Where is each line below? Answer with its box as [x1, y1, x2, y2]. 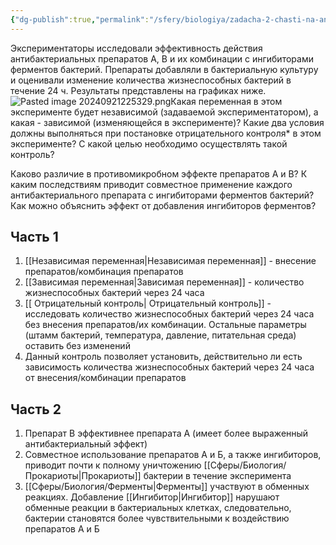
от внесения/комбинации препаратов [24, 372, 187, 384]
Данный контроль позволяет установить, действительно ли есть [24, 351, 303, 363]
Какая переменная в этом [170, 95, 283, 107]
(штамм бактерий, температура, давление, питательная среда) [24, 329, 297, 341]
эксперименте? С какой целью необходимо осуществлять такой [10, 137, 288, 150]
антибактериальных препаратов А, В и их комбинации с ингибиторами [10, 52, 314, 65]
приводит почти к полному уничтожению [24, 459, 202, 471]
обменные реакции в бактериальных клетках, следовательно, [24, 502, 292, 514]
